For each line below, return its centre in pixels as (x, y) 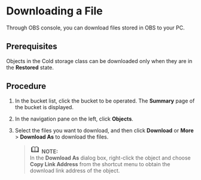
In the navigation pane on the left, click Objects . (74, 119)
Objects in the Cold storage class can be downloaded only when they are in (99, 61)
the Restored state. (30, 67)
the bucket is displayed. (44, 107)
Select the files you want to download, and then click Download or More (104, 130)
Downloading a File (54, 11)
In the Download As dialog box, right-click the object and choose (110, 158)
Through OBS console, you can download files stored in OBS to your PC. (95, 28)
